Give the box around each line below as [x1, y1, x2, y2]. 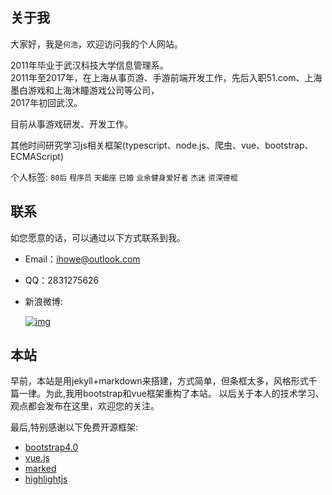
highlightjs [24, 473, 68, 485]
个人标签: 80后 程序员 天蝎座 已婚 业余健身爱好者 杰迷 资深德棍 [10, 171, 238, 183]
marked [24, 463, 57, 475]
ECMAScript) [10, 150, 64, 162]
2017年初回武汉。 [10, 96, 83, 108]
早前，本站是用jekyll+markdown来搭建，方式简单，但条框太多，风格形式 [10, 375, 309, 387]
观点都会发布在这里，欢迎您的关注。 [10, 400, 160, 412]
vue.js [24, 452, 50, 464]
